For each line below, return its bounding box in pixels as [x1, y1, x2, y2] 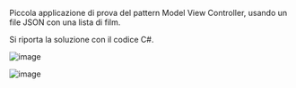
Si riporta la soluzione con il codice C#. [9, 35, 154, 44]
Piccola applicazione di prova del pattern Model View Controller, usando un [9, 8, 288, 18]
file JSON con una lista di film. [9, 17, 121, 28]
